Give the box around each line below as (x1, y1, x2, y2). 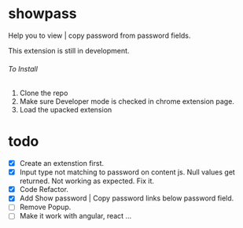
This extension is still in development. (8, 46, 130, 55)
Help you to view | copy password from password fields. (8, 31, 191, 40)
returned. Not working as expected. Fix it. (19, 176, 155, 186)
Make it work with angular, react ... (19, 211, 132, 221)
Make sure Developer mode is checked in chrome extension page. (19, 97, 234, 106)
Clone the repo (19, 88, 68, 98)
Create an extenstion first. (19, 159, 105, 168)
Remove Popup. (19, 202, 72, 212)
